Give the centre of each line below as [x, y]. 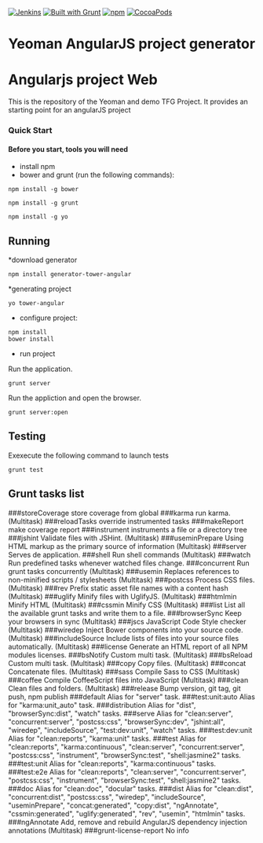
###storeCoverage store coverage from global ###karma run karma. [119, 513]
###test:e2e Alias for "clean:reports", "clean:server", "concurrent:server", [127, 771]
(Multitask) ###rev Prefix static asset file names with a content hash [119, 588]
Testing [27, 436]
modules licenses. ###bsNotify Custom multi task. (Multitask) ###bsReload [130, 655]
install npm [37, 167]
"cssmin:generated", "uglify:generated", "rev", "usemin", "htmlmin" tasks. [127, 813]
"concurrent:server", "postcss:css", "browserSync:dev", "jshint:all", [117, 722]
